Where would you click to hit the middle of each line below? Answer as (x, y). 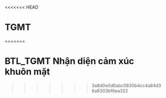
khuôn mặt (27, 72)
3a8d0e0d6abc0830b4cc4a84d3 (126, 85)
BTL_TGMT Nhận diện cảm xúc (69, 61)
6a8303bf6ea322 (110, 91)
